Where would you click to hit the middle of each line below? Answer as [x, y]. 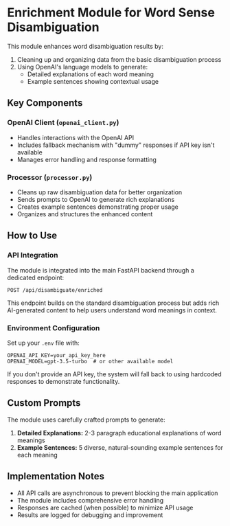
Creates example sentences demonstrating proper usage [97, 207]
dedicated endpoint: [36, 277]
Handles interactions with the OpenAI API [76, 137]
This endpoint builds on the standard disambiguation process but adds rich [113, 303]
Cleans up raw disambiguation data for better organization [100, 192]
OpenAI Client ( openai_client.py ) [63, 123]
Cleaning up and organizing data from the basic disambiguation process [119, 59]
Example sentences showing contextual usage [93, 81]
